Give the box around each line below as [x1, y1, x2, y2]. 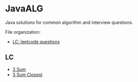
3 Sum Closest [12, 72, 43, 78]
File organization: [5, 29, 41, 35]
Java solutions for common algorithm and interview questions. [5, 19, 134, 25]
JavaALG [5, 3, 43, 14]
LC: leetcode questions [12, 38, 60, 45]
